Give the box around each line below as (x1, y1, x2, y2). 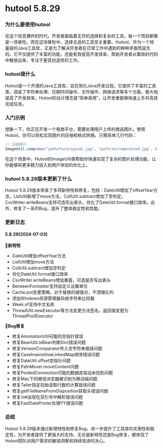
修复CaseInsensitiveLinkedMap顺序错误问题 (12, 352, 100, 358)
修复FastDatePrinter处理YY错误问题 (12, 400, 83, 406)
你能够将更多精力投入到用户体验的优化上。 (5, 162, 90, 168)
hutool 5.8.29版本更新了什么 (5, 175, 72, 182)
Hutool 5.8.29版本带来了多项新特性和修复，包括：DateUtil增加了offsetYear (5, 188, 154, 193)
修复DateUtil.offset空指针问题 (12, 358, 71, 363)
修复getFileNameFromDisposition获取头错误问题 (12, 388, 108, 394)
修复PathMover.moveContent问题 (12, 364, 79, 370)
